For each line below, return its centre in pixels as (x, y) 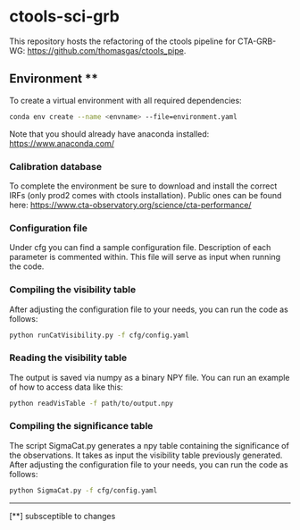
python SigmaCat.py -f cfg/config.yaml (83, 490)
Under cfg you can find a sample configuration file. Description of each (140, 248)
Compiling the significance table (81, 426)
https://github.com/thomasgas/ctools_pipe (106, 50)
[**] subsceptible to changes (62, 516)
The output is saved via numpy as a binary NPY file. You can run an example (150, 377)
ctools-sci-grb (65, 17)
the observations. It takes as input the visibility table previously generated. (146, 455)
